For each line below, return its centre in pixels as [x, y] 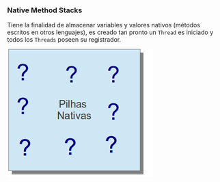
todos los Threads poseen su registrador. [64, 40]
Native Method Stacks [45, 10]
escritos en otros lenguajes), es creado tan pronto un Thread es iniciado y [110, 32]
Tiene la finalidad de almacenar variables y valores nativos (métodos [104, 25]
